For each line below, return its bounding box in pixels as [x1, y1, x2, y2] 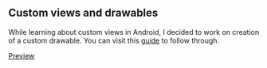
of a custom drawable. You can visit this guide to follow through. [8, 36, 220, 45]
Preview [8, 51, 35, 60]
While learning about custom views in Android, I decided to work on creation [8, 27, 260, 36]
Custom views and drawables [8, 6, 159, 20]
